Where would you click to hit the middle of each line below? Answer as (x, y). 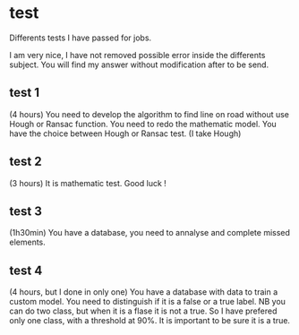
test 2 (26, 162)
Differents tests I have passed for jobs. (81, 38)
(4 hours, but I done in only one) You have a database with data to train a (144, 292)
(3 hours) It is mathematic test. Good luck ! (88, 183)
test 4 (26, 270)
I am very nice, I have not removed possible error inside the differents (137, 55)
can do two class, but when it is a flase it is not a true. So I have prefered (143, 311)
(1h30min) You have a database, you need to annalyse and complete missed (150, 233)
